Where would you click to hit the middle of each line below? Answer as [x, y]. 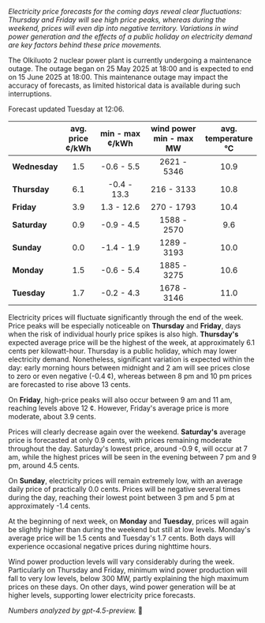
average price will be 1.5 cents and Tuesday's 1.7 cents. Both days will [122, 538]
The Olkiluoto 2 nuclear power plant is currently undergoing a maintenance [130, 60]
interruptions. [30, 94]
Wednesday [35, 167]
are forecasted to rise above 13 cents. [69, 385]
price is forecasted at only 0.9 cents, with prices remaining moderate [120, 440]
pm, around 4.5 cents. [44, 465]
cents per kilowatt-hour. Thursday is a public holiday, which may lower [123, 351]
